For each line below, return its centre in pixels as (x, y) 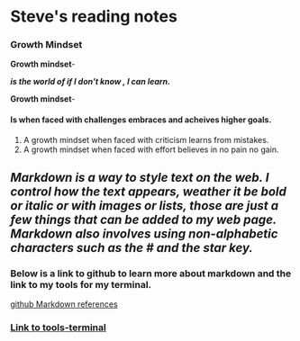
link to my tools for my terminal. (81, 285)
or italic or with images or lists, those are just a (145, 206)
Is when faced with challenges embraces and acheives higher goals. (141, 120)
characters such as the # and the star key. (132, 248)
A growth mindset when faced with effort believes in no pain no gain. (151, 149)
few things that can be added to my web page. (144, 220)
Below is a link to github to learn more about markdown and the (151, 274)
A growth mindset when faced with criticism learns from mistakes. (146, 139)
